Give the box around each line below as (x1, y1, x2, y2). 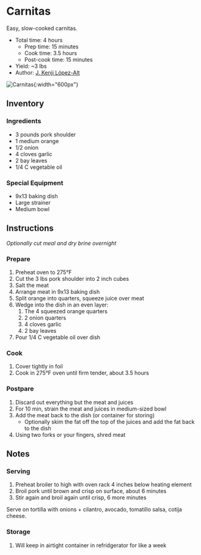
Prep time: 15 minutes (24, 43, 79, 50)
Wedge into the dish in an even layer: (15, 301, 109, 308)
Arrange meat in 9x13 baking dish (15, 288, 100, 296)
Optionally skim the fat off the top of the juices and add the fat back (24, 418, 195, 425)
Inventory (6, 99, 45, 109)
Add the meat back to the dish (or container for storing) (15, 411, 155, 419)
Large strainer (15, 199, 51, 206)
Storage (6, 527, 31, 536)
